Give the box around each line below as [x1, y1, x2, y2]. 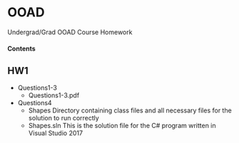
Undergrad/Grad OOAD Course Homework [7, 28, 133, 36]
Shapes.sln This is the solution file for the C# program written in [28, 122, 216, 130]
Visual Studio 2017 [28, 129, 83, 137]
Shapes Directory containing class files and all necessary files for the [28, 106, 232, 115]
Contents [7, 44, 36, 53]
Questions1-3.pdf [28, 91, 80, 100]
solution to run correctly [28, 114, 100, 122]
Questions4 [17, 99, 52, 107]
